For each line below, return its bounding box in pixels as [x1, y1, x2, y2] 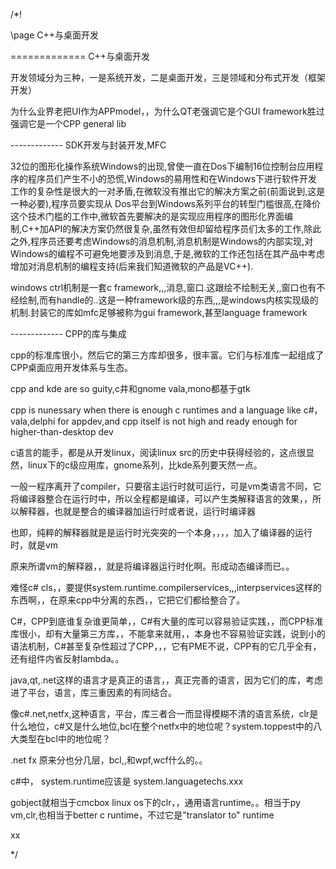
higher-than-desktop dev [10, 426, 114, 438]
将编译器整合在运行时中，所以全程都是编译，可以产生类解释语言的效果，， [10, 493, 313, 504]
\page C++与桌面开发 [10, 29, 100, 41]
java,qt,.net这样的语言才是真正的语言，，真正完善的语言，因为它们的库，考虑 [10, 674, 323, 686]
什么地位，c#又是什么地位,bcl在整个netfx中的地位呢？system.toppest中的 [10, 720, 314, 732]
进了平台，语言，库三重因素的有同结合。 [10, 687, 177, 698]
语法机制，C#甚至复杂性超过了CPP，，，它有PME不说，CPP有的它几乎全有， [10, 640, 322, 652]
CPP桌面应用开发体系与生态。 [10, 362, 134, 373]
